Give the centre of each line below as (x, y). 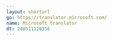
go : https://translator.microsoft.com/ (57, 17)
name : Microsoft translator (42, 23)
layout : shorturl (28, 12)
